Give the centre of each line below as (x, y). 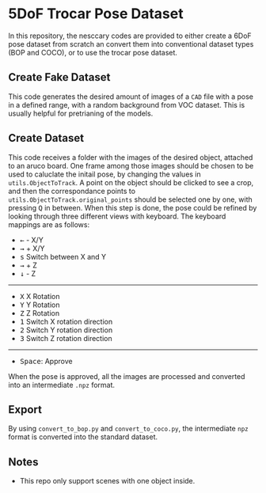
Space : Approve (46, 361)
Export (25, 410)
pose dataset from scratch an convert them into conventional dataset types (131, 44)
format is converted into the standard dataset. (83, 437)
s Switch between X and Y (63, 256)
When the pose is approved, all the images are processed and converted (127, 376)
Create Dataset (46, 138)
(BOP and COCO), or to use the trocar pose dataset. (93, 52)
